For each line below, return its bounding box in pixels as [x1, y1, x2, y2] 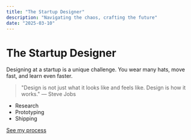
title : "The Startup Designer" [6, 8, 85, 15]
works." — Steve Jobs [20, 91, 77, 98]
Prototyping [14, 109, 45, 116]
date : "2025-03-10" [6, 20, 55, 26]
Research [14, 102, 39, 109]
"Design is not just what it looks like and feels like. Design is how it [20, 84, 186, 91]
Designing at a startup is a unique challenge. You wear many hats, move [6, 66, 186, 73]
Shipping [14, 115, 37, 122]
